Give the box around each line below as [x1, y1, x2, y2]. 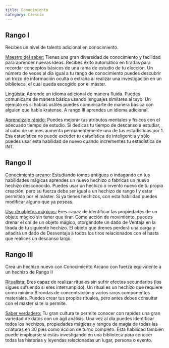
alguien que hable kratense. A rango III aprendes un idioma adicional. [5, 107, 149, 113]
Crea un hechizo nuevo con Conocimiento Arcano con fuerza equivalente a [5, 263, 161, 269]
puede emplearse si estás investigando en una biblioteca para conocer [5, 331, 153, 337]
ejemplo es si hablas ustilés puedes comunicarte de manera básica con [5, 102, 154, 108]
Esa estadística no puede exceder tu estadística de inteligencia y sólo [5, 133, 150, 139]
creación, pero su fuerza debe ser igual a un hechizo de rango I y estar [5, 188, 153, 194]
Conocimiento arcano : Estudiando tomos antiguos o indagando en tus [5, 172, 150, 178]
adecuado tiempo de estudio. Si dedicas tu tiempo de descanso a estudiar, [5, 122, 161, 128]
